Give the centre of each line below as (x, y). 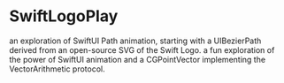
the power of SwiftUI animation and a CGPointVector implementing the (138, 59)
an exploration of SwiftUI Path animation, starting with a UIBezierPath (135, 41)
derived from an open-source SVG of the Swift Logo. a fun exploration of (142, 49)
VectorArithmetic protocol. (57, 69)
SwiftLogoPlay (64, 16)
